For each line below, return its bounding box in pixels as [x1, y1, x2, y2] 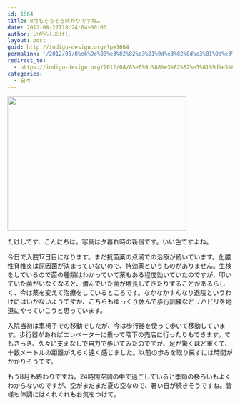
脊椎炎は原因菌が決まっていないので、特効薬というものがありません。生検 [13, 261, 232, 270]
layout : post [7, 37, 46, 44]
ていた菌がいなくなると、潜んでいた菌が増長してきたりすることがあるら [7, 279, 219, 288]
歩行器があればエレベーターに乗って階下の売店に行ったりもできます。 [19, 330, 225, 339]
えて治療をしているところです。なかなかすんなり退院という [51, 289, 226, 297]
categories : [7, 70, 43, 77]
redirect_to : [7, 57, 46, 64]
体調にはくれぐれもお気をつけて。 [19, 390, 120, 399]
